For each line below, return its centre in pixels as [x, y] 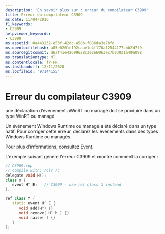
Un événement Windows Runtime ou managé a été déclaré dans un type [81, 126]
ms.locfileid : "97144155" [32, 72]
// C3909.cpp [19, 166]
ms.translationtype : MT [30, 57]
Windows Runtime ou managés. [38, 137]
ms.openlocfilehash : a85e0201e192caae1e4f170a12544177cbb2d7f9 [74, 48]
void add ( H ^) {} [36, 208]
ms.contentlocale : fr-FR [31, 62]
